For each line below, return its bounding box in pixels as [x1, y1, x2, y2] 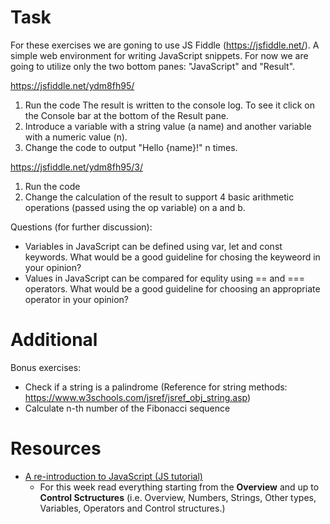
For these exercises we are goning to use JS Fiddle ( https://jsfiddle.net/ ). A [10, 39, 320, 51]
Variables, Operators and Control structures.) [39, 502, 226, 514]
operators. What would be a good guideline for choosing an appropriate [24, 282, 321, 295]
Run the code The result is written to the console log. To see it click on [24, 99, 315, 111]
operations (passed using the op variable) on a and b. [24, 201, 246, 213]
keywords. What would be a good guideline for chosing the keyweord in [24, 251, 321, 263]
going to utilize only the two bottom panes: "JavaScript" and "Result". [10, 60, 296, 72]
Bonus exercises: [10, 361, 82, 373]
